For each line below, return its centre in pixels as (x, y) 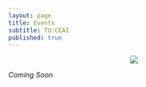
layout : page (30, 15)
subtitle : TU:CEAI (39, 30)
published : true (35, 38)
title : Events (32, 23)
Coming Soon (31, 75)
